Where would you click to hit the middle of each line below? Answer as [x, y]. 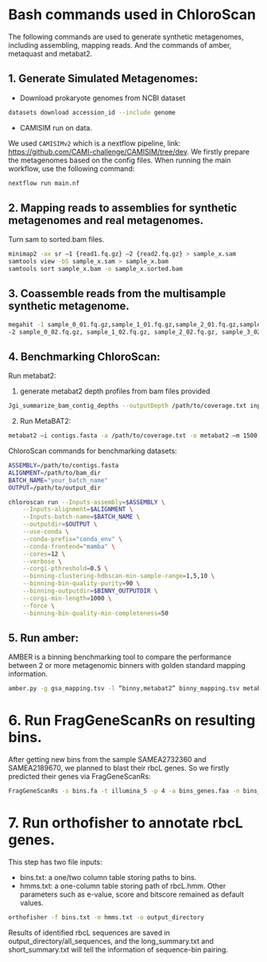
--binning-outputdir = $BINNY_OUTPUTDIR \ [90, 591]
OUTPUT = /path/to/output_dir [55, 487]
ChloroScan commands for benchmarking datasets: [93, 451]
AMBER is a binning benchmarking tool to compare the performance [120, 657]
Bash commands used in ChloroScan [132, 15]
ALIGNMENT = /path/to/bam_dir [55, 473]
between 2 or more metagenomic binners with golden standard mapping [127, 666]
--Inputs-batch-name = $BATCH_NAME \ [81, 517]
